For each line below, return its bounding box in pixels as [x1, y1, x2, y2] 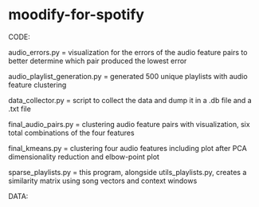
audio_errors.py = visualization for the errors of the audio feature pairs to [8, 47, 248, 57]
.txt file [8, 104, 32, 113]
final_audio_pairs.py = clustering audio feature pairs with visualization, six [8, 119, 250, 129]
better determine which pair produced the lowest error [8, 56, 187, 66]
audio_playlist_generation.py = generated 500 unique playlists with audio [8, 71, 249, 81]
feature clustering [8, 80, 67, 90]
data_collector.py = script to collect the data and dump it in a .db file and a [8, 95, 253, 105]
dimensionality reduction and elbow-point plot [8, 152, 159, 161]
